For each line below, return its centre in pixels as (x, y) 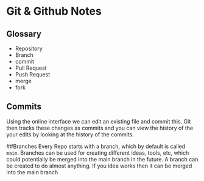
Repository (29, 48)
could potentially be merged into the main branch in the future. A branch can (102, 159)
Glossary (24, 34)
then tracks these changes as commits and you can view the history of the (100, 128)
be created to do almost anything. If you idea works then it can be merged (99, 166)
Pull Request (31, 68)
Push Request (33, 74)
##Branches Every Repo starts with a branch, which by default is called (96, 146)
